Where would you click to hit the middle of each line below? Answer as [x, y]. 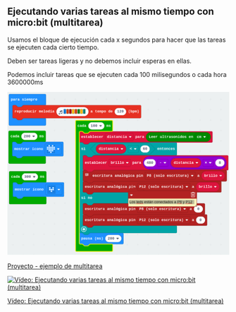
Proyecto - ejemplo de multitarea [55, 266]
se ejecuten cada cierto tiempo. [53, 47]
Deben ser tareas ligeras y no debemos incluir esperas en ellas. [100, 61]
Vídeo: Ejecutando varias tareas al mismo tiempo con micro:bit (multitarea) [116, 301]
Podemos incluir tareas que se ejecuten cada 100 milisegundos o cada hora [117, 74]
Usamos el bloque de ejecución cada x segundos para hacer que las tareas [117, 40]
